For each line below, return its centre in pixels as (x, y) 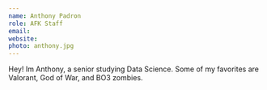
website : (23, 39)
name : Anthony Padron (45, 16)
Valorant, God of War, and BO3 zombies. (76, 78)
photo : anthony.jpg (41, 46)
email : (19, 31)
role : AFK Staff (36, 24)
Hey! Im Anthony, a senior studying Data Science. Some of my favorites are (133, 69)
